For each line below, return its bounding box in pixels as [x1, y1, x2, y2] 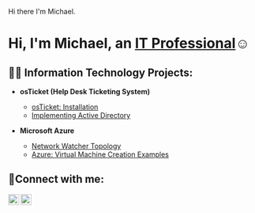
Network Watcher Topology [31, 142, 122, 150]
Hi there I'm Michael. [8, 7, 76, 16]
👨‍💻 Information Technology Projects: [8, 66, 193, 79]
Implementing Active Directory [31, 111, 131, 120]
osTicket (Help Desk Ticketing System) [19, 87, 151, 96]
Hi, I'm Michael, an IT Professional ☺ [8, 35, 250, 52]
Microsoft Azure [19, 126, 75, 135]
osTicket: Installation [31, 102, 99, 112]
